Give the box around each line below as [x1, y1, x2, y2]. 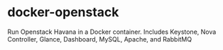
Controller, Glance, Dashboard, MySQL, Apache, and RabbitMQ [7, 35, 192, 43]
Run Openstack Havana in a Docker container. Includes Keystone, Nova [7, 27, 217, 36]
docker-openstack [7, 4, 119, 20]
